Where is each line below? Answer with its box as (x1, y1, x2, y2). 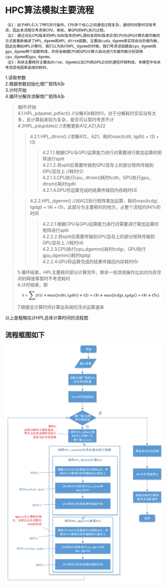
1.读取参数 (5, 74, 26, 80)
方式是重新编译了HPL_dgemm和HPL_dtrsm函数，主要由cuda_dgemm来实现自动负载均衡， (5, 38, 161, 43)
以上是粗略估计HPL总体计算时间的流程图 (5, 315, 88, 321)
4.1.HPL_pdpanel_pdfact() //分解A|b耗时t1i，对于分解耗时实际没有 (17, 110, 152, 116)
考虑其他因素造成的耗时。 (5, 65, 50, 70)
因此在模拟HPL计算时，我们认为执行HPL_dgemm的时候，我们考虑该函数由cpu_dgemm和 (5, 44, 156, 49)
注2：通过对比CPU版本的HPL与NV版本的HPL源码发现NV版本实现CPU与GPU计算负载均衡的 (7, 33, 160, 38)
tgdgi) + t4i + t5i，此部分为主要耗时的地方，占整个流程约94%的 (29, 204, 161, 210)
